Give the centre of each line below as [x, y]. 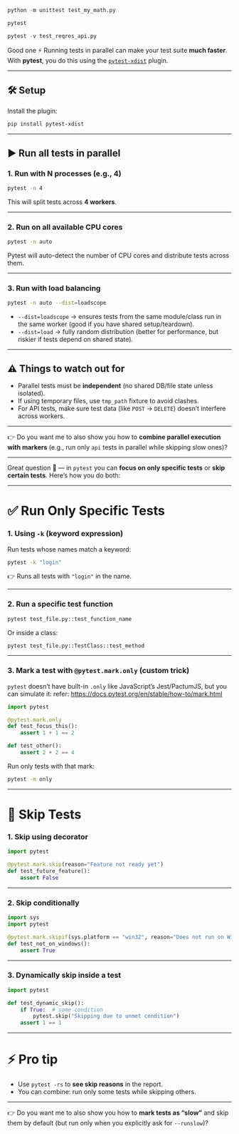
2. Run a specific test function [60, 604]
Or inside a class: [33, 632]
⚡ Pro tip [33, 1059]
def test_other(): [34, 746]
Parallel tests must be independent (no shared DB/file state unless [115, 386]
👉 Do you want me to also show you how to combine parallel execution [114, 437]
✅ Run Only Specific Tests [86, 511]
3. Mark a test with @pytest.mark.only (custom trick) [99, 671]
